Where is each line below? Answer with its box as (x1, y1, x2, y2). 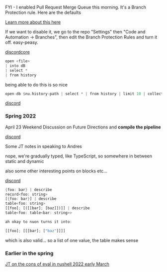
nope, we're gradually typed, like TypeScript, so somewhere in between (5, 153, 153, 159)
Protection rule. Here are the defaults (5, 9, 81, 15)
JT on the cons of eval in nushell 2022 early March (5, 261, 109, 267)
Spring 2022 (5, 113, 36, 120)
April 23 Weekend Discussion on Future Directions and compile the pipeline (5, 124, 161, 130)
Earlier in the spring (5, 250, 54, 257)
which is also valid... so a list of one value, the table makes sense (5, 237, 138, 243)
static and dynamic (5, 158, 44, 164)
